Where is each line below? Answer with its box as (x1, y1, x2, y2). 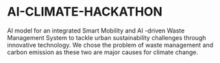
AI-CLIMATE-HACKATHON (7, 4, 163, 20)
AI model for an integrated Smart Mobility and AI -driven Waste (7, 26, 185, 35)
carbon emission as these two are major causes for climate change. (7, 48, 199, 56)
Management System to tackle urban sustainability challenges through (7, 33, 207, 41)
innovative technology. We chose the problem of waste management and (7, 41, 214, 49)
